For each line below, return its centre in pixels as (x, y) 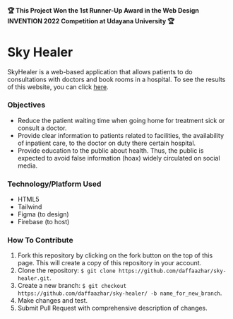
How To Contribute (40, 240)
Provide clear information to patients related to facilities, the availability (121, 135)
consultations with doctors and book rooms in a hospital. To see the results (116, 79)
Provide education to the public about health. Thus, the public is (110, 150)
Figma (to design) (43, 214)
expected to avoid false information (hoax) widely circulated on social (119, 158)
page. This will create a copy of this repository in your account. (109, 263)
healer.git (34, 279)
